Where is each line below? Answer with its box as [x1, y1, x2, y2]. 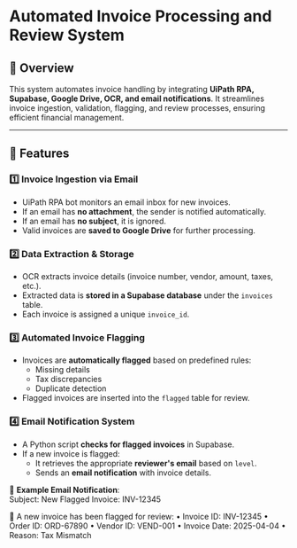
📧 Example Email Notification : [9, 484, 120, 495]
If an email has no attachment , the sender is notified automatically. [21, 206, 267, 216]
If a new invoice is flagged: [21, 448, 121, 458]
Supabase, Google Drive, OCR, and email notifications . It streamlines [9, 93, 265, 104]
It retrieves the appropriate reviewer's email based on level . [34, 458, 258, 468]
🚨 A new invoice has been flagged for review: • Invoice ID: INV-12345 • [9, 511, 269, 521]
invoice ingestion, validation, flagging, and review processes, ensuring [9, 103, 266, 113]
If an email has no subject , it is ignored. [21, 215, 166, 226]
